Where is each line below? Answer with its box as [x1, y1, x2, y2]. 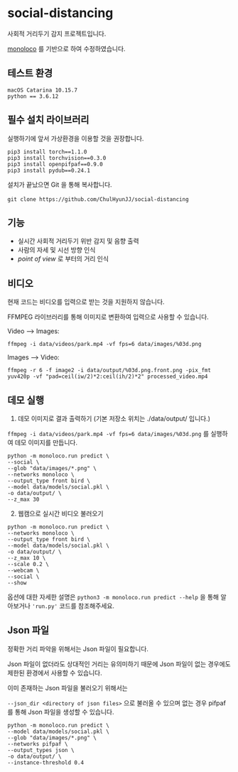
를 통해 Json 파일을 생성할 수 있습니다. [7, 707, 115, 716]
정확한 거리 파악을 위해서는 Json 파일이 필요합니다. [7, 644, 149, 653]
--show [7, 580, 27, 587]
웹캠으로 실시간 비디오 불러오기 [17, 509, 104, 518]
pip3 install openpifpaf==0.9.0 [7, 161, 103, 168]
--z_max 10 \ [7, 555, 46, 562]
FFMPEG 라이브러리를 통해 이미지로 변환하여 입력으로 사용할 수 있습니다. [7, 312, 210, 321]
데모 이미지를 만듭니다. [14, 438, 78, 447]
